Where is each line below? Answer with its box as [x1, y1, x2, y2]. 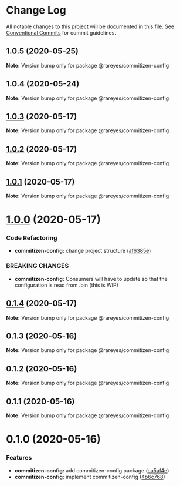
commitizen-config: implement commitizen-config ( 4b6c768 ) [14, 473, 165, 480]
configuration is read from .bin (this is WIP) [14, 281, 119, 289]
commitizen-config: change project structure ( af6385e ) [14, 247, 151, 254]
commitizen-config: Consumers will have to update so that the [14, 275, 168, 282]
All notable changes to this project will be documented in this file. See [6, 23, 175, 30]
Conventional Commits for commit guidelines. [6, 29, 116, 36]
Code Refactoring [6, 234, 57, 242]
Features [6, 454, 32, 462]
